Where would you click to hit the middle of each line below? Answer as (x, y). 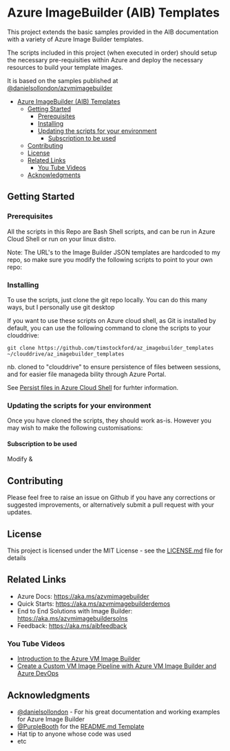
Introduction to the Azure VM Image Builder (79, 659)
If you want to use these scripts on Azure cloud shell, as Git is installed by (112, 320)
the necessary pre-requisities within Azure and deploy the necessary (105, 59)
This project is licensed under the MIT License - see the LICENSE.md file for (115, 550)
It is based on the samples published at (63, 80)
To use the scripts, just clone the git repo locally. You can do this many (107, 299)
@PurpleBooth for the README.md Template (81, 726)
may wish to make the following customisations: (75, 428)
